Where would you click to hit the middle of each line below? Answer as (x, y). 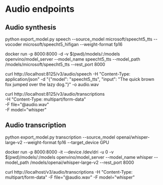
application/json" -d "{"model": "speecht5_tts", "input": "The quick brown (80, 79)
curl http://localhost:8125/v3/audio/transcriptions (55, 94)
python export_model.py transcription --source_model (60, 137)
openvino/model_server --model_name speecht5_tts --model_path (73, 59)
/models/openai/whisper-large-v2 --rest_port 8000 (82, 162)
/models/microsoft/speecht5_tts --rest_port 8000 (55, 64)
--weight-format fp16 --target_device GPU (66, 142)
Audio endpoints (40, 9)
